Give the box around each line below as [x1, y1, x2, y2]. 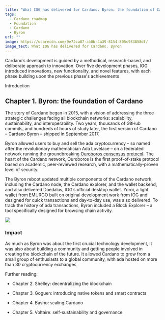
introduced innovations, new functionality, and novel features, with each [5, 68, 151, 74]
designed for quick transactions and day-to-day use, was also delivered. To [5, 197, 158, 203]
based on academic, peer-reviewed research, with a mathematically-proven [5, 161, 159, 168]
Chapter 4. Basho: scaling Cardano [12, 299, 83, 306]
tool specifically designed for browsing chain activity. [5, 208, 113, 213]
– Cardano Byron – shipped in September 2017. [5, 131, 100, 137]
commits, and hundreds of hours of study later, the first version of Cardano [5, 126, 157, 132]
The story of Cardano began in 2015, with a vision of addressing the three [5, 110, 154, 116]
